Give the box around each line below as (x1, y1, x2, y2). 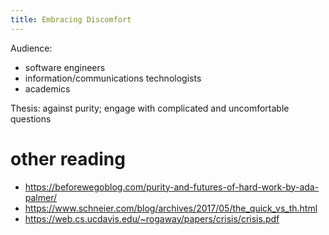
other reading (10, 147, 126, 170)
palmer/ (24, 191, 58, 203)
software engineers (24, 61, 106, 73)
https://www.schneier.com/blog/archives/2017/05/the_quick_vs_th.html (24, 202, 318, 214)
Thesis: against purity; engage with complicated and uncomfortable (10, 102, 290, 114)
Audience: (10, 42, 53, 54)
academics (24, 82, 71, 95)
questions (10, 112, 52, 125)
